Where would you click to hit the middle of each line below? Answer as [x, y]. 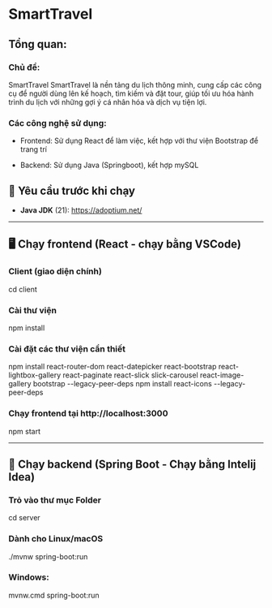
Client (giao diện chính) [55, 271]
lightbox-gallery [35, 375]
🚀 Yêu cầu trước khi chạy [72, 190]
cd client [23, 289]
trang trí [33, 149]
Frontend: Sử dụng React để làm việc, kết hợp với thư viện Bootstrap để [139, 141]
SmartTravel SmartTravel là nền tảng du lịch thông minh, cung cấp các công [135, 84]
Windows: [29, 577]
